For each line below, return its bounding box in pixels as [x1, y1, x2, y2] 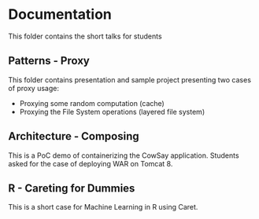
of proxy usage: [8, 83, 59, 93]
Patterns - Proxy [8, 54, 91, 68]
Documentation [8, 5, 113, 24]
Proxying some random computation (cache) [19, 98, 165, 108]
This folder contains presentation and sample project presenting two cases [8, 75, 252, 84]
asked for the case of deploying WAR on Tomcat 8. [8, 159, 173, 168]
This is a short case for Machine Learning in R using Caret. [8, 203, 198, 212]
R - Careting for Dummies [8, 181, 135, 195]
